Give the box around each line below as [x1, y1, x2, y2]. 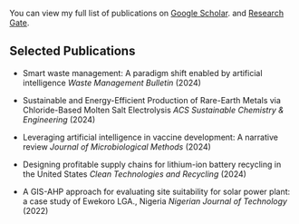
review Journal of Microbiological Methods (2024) [22, 141, 211, 152]
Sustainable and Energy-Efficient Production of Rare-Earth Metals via [22, 94, 281, 105]
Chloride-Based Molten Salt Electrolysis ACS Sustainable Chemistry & [22, 104, 285, 115]
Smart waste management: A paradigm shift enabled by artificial [22, 67, 263, 78]
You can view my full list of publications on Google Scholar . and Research [9, 8, 284, 18]
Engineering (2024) [22, 113, 96, 125]
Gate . [9, 17, 30, 28]
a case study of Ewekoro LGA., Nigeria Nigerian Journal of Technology [22, 195, 288, 207]
